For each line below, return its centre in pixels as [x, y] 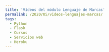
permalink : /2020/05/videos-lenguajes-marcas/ [54, 14]
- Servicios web [26, 38]
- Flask [18, 28]
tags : [11, 19]
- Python [19, 24]
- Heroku [19, 42]
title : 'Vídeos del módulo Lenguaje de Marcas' [55, 10]
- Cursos [19, 33]
